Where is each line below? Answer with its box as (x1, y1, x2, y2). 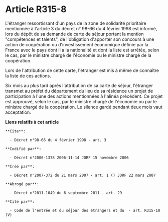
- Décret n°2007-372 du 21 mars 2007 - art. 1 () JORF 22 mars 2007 (10, 173, 156, 178)
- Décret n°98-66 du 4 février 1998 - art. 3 (10, 137, 107, 142)
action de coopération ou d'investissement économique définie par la (5, 41, 149, 47)
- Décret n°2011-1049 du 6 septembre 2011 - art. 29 (10, 190, 122, 195)
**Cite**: (5, 128, 26, 134)
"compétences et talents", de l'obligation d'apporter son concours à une (5, 36, 154, 42)
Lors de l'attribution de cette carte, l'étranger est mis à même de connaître (5, 67, 159, 73)
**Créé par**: (5, 164, 35, 169)
